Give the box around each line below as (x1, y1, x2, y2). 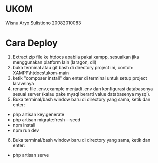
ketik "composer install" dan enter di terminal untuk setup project (12, 75, 147, 81)
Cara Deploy (5, 37, 58, 49)
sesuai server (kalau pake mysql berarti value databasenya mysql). (12, 91, 151, 97)
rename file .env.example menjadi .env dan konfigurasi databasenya (12, 86, 153, 92)
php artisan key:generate (12, 111, 65, 117)
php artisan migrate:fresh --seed (12, 116, 81, 123)
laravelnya (12, 80, 34, 86)
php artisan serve (12, 152, 49, 158)
